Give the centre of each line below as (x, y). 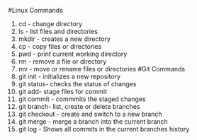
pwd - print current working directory (73, 54)
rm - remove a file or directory (62, 62)
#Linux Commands (35, 10)
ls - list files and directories (58, 31)
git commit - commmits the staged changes (82, 99)
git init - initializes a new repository (69, 76)
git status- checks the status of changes (77, 84)
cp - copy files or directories (60, 46)
